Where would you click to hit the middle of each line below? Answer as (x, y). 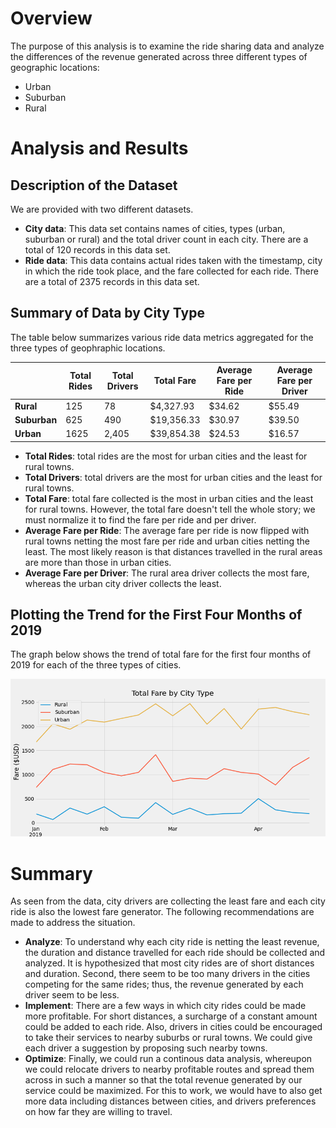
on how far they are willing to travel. (98, 1112)
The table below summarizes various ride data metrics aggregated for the (162, 337)
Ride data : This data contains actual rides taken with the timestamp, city (173, 260)
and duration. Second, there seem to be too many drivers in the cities (167, 974)
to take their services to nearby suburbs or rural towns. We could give (168, 1038)
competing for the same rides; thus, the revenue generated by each (164, 984)
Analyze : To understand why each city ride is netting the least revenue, (172, 942)
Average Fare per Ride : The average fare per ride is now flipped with (167, 530)
